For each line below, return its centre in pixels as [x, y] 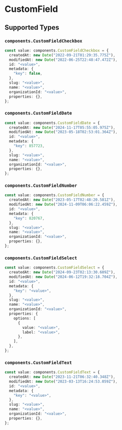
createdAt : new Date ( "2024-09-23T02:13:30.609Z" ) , [62, 272]
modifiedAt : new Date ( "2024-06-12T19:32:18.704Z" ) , [63, 277]
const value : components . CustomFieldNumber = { [55, 195]
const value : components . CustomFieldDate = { [52, 123]
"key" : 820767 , [29, 218]
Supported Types [32, 27]
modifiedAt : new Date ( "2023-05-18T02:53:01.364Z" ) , [63, 132]
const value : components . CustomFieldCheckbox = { [57, 51]
